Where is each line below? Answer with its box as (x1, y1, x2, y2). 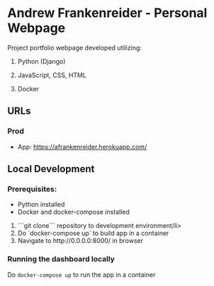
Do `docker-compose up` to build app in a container (17, 229, 169, 238)
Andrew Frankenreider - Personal (7, 5, 208, 21)
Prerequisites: (7, 184, 57, 194)
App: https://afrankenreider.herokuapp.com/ (17, 142, 147, 151)
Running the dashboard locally (7, 254, 116, 264)
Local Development (7, 163, 95, 175)
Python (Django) (17, 57, 66, 65)
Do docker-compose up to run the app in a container (7, 270, 156, 279)
